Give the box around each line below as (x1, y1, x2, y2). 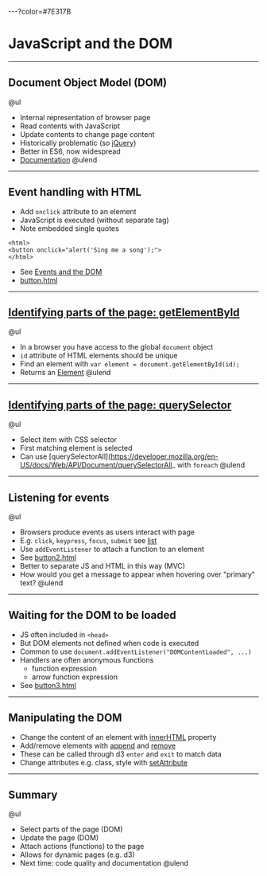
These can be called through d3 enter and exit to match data (19, 749, 222, 759)
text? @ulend (19, 578, 64, 588)
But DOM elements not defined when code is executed (19, 638, 199, 647)
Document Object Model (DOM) (8, 76, 168, 90)
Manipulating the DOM (8, 711, 122, 725)
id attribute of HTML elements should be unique (19, 350, 178, 361)
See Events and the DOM (19, 267, 103, 276)
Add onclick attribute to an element (19, 206, 137, 216)
